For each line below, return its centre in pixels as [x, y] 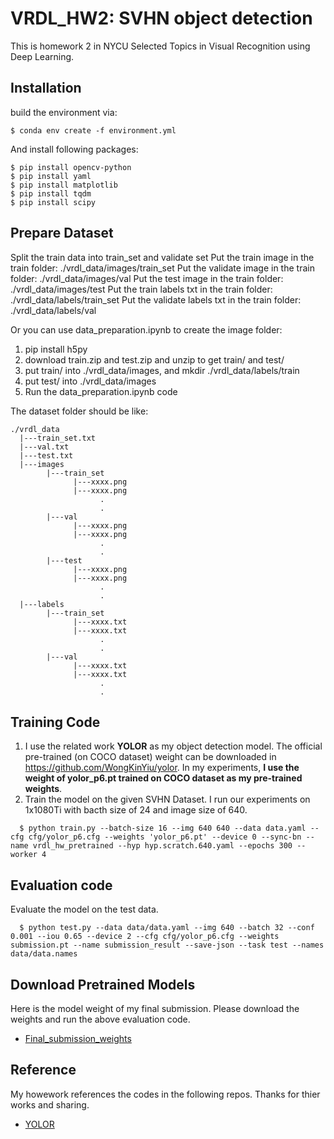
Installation [46, 88]
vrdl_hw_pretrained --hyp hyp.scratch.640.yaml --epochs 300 [162, 846]
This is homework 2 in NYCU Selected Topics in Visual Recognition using [160, 46]
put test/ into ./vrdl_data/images [90, 381]
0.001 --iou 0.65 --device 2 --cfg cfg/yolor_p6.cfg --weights [145, 937]
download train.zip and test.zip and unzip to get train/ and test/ [154, 359]
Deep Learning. [42, 56]
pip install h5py [56, 349]
